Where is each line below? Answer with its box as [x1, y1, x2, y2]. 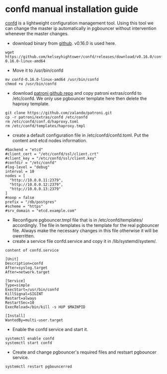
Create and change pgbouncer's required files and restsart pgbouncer [12, 349, 157, 355]
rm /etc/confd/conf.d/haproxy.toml [5, 119, 79, 124]
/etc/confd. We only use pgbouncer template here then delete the [12, 95, 147, 101]
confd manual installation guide [5, 3, 138, 15]
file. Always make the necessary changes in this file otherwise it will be [12, 227, 158, 233]
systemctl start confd [5, 340, 52, 345]
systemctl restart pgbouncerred [5, 364, 72, 369]
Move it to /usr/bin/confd [12, 67, 64, 73]
